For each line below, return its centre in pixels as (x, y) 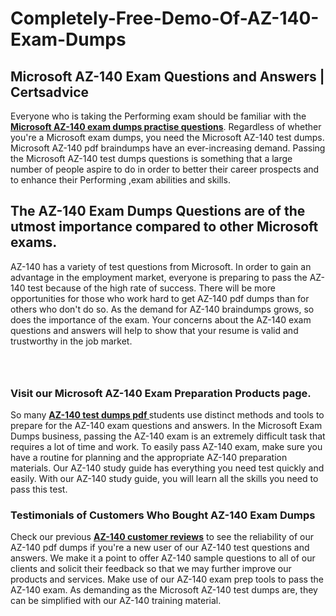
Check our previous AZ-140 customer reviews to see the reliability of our (162, 537)
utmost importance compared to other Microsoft (164, 227)
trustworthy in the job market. (71, 341)
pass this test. (39, 489)
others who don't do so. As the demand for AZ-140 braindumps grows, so (162, 309)
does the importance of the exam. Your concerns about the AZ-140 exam (161, 319)
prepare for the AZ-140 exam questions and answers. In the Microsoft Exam (166, 426)
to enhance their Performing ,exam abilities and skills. (120, 180)
